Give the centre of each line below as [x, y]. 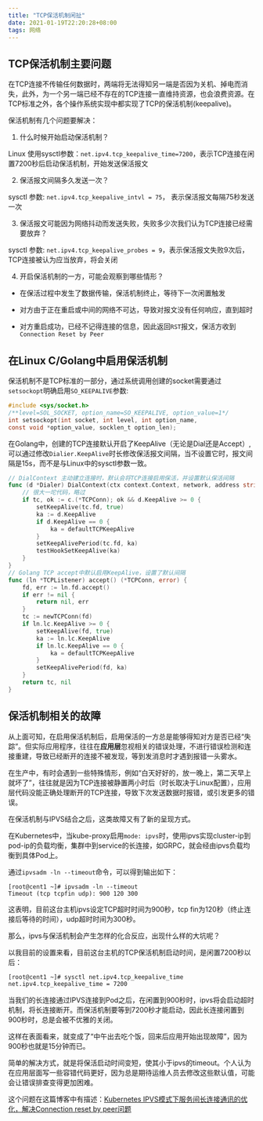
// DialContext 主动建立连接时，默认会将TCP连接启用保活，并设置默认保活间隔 [121, 478]
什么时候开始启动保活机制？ [64, 137]
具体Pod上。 [42, 855]
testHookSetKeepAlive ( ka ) [79, 551]
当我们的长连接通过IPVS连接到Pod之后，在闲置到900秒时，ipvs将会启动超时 [131, 1000]
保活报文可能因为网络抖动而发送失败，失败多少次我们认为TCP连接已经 [133, 224]
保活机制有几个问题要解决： [53, 120]
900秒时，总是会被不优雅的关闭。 [63, 1020]
